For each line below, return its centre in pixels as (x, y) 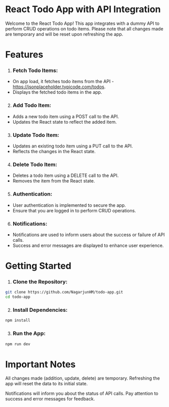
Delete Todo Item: (35, 164)
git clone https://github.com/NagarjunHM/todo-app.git (64, 292)
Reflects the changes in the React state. (54, 152)
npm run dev (18, 344)
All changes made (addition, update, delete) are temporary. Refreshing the (83, 378)
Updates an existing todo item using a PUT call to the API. (73, 146)
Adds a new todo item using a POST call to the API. (66, 116)
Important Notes (40, 364)
